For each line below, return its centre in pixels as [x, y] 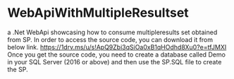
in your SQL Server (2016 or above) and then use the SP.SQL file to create [115, 62]
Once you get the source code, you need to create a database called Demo [116, 55]
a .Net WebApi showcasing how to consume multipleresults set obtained [112, 32]
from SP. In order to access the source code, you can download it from [110, 39]
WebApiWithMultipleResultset [98, 13]
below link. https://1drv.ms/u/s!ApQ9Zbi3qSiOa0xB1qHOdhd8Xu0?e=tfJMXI [117, 47]
